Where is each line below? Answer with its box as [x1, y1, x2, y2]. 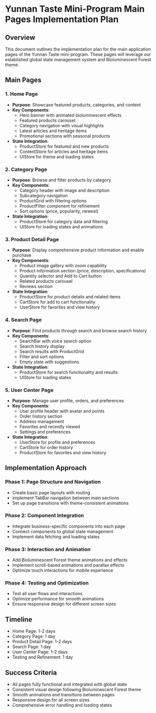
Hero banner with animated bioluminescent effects [19, 112, 122, 118]
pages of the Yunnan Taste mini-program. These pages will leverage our [5, 51, 151, 57]
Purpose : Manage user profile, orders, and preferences [12, 398, 124, 403]
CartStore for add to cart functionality [19, 299, 95, 305]
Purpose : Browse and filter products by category [12, 177, 111, 183]
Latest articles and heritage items [19, 128, 87, 134]
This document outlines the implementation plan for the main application [5, 46, 151, 52]
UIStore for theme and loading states [19, 154, 94, 159]
